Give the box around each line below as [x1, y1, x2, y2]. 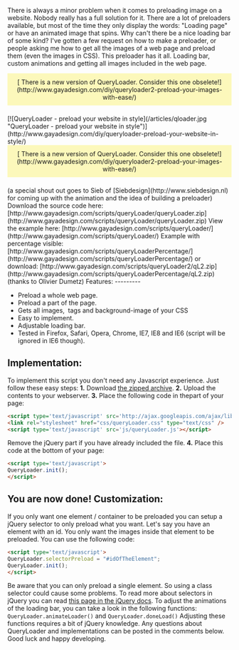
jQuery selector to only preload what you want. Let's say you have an [7, 519, 211, 528]
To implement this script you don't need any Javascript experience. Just [7, 376, 219, 385]
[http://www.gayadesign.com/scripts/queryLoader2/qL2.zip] [39, 262, 218, 270]
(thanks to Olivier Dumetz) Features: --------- [7, 278, 141, 285]
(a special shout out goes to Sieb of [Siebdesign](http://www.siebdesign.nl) [7, 186, 229, 195]
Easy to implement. [17, 314, 75, 322]
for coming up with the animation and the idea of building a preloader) [7, 194, 213, 202]
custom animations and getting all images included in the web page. [7, 59, 207, 67]
